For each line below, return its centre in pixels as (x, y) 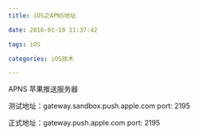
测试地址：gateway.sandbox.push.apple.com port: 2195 (99, 106)
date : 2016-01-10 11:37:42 (53, 30)
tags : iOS (25, 44)
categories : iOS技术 (41, 59)
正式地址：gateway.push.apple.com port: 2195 (84, 123)
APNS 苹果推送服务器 (43, 89)
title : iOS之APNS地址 (42, 15)
